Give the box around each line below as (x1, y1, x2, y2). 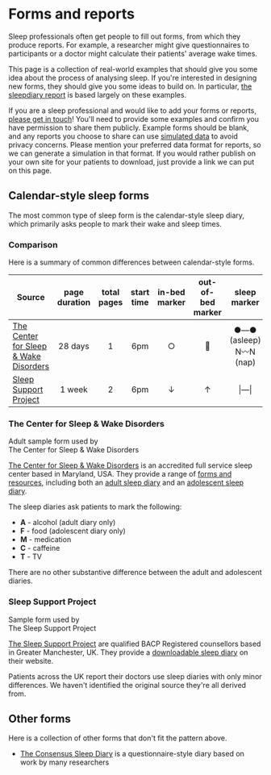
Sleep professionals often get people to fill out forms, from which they (8, 31, 241, 41)
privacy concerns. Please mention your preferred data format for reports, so (8, 140, 261, 149)
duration (56, 297, 91, 308)
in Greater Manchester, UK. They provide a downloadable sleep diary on (8, 647, 248, 657)
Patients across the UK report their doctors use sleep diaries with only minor (8, 671, 262, 681)
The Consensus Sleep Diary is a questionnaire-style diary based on (19, 749, 244, 759)
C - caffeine (19, 544, 60, 553)
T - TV (19, 552, 43, 561)
